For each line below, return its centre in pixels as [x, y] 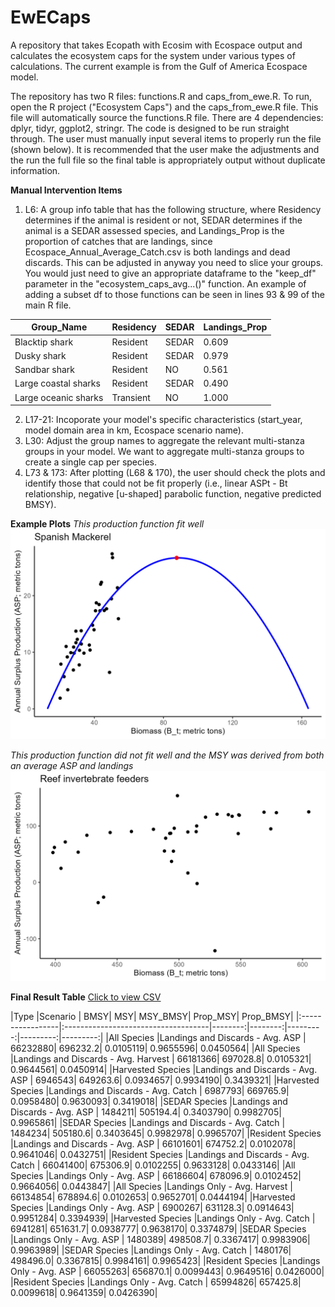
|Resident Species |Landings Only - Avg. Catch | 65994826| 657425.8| [156, 1282]
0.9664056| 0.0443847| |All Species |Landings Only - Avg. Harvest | [151, 1186]
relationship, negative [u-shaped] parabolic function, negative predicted [173, 494]
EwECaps [51, 17]
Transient [131, 397]
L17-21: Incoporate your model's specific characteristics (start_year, [163, 420]
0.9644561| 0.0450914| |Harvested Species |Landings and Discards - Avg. [164, 1069]
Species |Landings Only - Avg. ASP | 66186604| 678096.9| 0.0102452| [156, 1175]
